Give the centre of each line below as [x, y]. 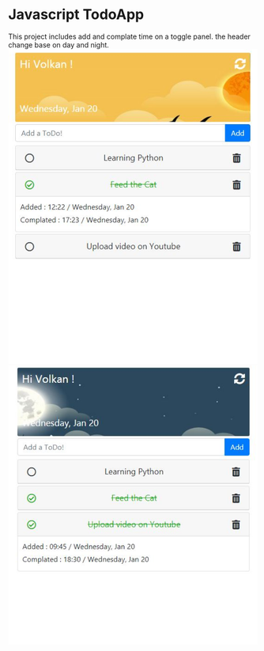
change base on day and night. [58, 44]
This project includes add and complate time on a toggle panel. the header [130, 36]
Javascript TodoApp [76, 15]
